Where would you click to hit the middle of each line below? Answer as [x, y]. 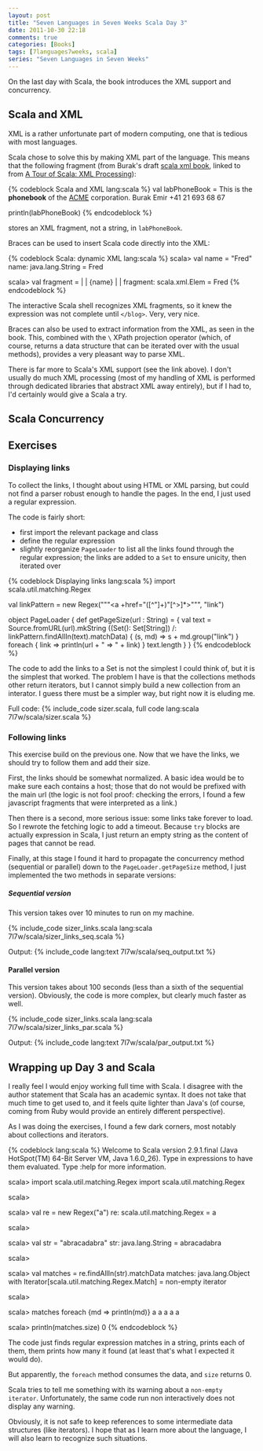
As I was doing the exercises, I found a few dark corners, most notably [122, 1127]
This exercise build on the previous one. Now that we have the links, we [124, 754]
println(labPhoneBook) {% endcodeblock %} [80, 212]
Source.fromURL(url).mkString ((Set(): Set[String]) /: [93, 628]
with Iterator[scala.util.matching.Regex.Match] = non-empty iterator [117, 1282]
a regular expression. [42, 502]
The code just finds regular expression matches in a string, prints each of [127, 1343]
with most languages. [43, 141]
